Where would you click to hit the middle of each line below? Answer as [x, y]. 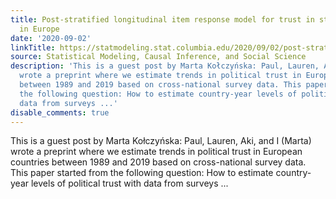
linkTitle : [33, 47]
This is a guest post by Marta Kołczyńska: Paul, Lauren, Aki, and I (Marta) [161, 141]
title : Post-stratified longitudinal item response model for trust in [162, 19]
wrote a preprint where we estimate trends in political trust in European [156, 152]
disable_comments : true [60, 112]
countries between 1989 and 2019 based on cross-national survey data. [158, 162]
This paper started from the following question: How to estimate [142, 173]
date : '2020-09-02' [51, 38]
